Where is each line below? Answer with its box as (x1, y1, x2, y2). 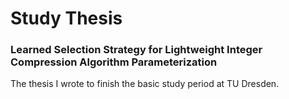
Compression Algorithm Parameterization (10, 55, 218, 69)
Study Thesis (10, 7, 123, 30)
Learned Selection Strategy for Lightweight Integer (10, 43, 263, 57)
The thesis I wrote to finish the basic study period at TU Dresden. (10, 78, 280, 90)
